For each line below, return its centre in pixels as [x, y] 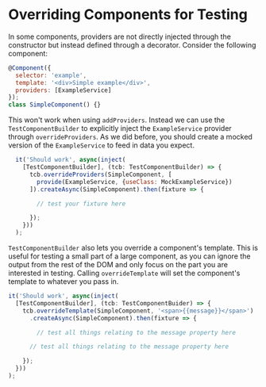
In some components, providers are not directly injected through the [120, 36]
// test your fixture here [81, 204]
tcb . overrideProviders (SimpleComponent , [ [100, 174]
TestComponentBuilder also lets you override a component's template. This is [133, 248]
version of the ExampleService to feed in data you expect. [101, 145]
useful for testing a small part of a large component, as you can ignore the [129, 256]
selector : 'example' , [51, 75]
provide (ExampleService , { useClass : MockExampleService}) [135, 182]
